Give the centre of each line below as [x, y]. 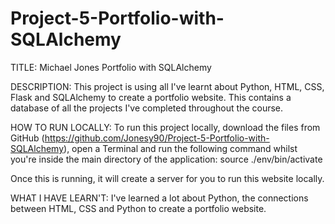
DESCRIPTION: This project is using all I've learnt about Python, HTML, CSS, [167, 86]
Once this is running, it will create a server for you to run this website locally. [167, 178]
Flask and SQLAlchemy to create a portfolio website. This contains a [151, 97]
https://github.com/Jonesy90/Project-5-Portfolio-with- [157, 138]
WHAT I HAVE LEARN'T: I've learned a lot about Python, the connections [159, 198]
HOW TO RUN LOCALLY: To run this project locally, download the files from [165, 127]
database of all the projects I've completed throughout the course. [147, 108]
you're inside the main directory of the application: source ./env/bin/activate [166, 159]
